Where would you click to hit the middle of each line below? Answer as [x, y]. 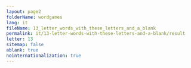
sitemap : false [25, 45]
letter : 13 [20, 39]
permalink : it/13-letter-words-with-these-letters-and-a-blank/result [96, 34]
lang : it [17, 22]
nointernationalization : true [44, 56]
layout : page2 [24, 12]
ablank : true [22, 50]
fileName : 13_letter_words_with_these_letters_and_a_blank [81, 28]
